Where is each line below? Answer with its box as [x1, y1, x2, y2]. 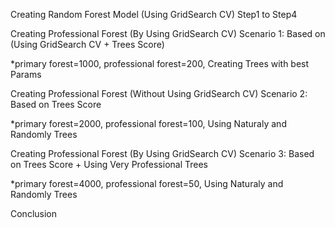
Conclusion [10, 208, 58, 219]
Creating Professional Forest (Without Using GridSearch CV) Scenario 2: [10, 88, 308, 99]
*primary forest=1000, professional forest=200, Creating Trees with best [10, 58, 310, 69]
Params [10, 69, 42, 80]
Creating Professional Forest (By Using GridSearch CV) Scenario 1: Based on [10, 28, 326, 39]
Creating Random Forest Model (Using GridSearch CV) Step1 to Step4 [10, 9, 298, 20]
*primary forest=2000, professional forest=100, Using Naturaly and [10, 118, 287, 129]
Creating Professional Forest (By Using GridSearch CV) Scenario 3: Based [10, 148, 315, 159]
